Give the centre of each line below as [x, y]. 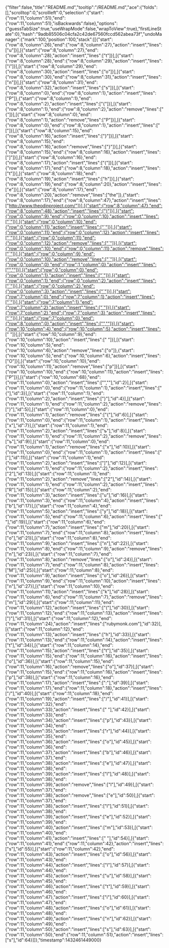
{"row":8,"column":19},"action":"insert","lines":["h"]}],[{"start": [70, 179]
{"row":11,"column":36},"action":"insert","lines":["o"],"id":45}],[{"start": [78, 742]
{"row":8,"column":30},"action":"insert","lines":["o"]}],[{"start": [70, 72]
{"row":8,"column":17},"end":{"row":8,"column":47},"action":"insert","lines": [83, 200]
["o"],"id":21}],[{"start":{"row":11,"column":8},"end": [58, 538]
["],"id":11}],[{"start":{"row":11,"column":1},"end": [55, 458]
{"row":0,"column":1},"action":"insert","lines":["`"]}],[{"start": [68, 275]
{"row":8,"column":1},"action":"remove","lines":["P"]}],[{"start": [70, 120]
